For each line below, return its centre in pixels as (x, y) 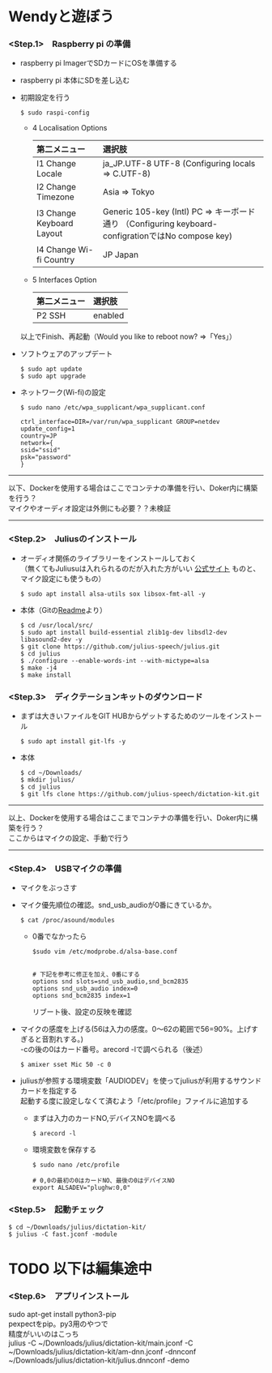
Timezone (55, 197)
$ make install (46, 675)
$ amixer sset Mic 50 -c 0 (66, 1065)
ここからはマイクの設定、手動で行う (69, 838)
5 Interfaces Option (64, 280)
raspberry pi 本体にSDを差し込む (75, 80)
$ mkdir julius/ (47, 780)
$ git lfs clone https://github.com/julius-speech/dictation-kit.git (140, 794)
